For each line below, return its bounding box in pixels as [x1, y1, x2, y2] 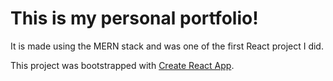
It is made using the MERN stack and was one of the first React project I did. [10, 40, 324, 52]
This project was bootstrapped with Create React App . [10, 59, 235, 71]
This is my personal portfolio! [10, 7, 259, 30]
